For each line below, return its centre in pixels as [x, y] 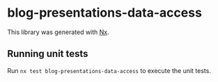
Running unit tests [48, 54]
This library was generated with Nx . [58, 32]
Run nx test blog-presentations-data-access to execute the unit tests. [109, 70]
